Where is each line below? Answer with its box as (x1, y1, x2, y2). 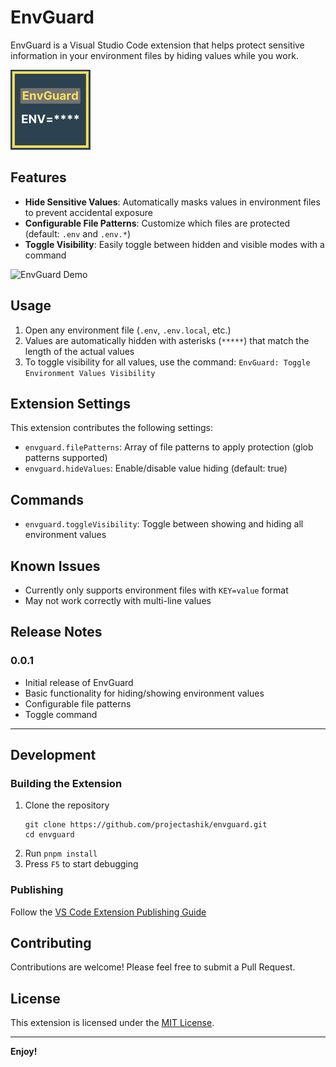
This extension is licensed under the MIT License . (10, 1017, 215, 1029)
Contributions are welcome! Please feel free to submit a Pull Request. (10, 961, 296, 973)
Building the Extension (10, 777, 123, 790)
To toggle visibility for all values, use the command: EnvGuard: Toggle (24, 356, 311, 368)
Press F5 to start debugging (24, 858, 139, 870)
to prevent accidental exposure (24, 206, 154, 218)
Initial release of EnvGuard (24, 676, 134, 688)
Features (10, 169, 67, 186)
